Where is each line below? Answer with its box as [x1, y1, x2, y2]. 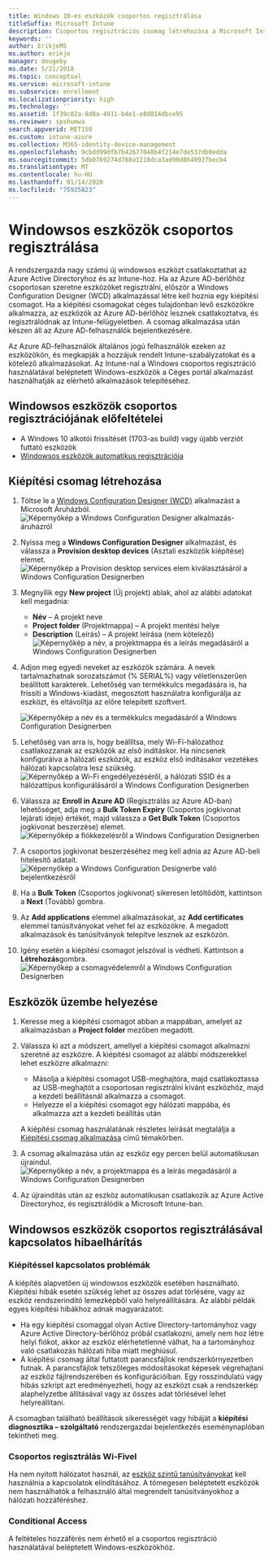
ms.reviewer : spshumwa [8, 118, 85, 126]
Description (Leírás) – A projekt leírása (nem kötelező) [32, 629, 214, 639]
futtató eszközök [19, 442, 77, 452]
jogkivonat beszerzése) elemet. [19, 822, 126, 832]
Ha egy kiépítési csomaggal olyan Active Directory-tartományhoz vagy [19, 1319, 258, 1329]
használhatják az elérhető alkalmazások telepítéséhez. [8, 376, 191, 385]
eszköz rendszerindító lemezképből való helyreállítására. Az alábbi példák [8, 1295, 256, 1305]
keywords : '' [8, 34, 53, 43]
